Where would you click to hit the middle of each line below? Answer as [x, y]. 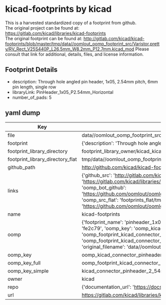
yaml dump [23, 113]
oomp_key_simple [28, 271]
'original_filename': [104, 247]
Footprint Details [31, 70]
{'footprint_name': [102, 222]
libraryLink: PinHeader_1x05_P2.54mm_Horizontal [63, 92]
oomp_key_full [24, 263]
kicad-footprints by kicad [59, 9]
